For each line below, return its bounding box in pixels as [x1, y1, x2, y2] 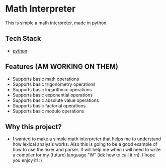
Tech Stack [5, 34, 41, 43]
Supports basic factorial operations [12, 102, 86, 108]
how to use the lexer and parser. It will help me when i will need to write [12, 147, 161, 153]
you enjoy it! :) [12, 157, 42, 163]
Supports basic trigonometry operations [12, 81, 96, 87]
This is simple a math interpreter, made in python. [5, 20, 108, 26]
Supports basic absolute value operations [12, 97, 99, 103]
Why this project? [5, 122, 62, 131]
